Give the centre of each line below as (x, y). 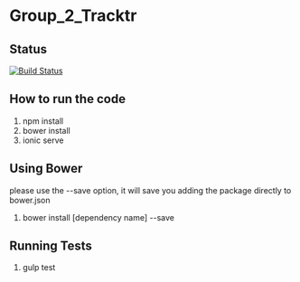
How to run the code (68, 99)
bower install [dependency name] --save (98, 217)
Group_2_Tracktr (73, 16)
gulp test (39, 268)
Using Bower (46, 169)
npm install (43, 121)
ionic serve (43, 140)
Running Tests (51, 246)
